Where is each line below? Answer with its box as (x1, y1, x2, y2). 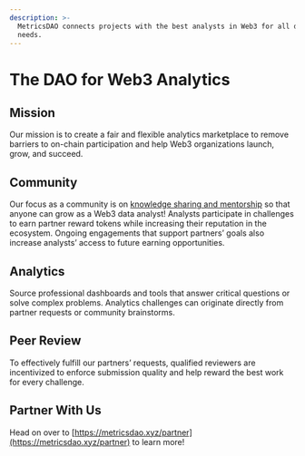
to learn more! (132, 436, 185, 447)
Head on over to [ (9, 427, 75, 438)
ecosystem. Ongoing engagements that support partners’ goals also (9, 228, 265, 238)
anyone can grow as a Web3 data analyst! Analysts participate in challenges (9, 209, 295, 219)
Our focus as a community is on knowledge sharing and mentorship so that (9, 199, 290, 209)
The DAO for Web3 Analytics (9, 69, 231, 90)
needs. (17, 30, 43, 39)
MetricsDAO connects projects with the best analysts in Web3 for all (17, 22, 290, 31)
